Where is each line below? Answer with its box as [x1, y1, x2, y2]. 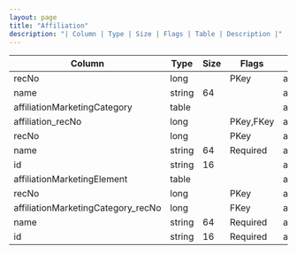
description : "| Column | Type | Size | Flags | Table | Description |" [9, 29, 283, 38]
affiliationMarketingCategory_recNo [13, 202, 162, 214]
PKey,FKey [229, 116, 275, 128]
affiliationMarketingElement [13, 173, 128, 186]
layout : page [9, 12, 57, 22]
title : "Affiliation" [9, 21, 89, 30]
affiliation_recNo [13, 116, 82, 128]
